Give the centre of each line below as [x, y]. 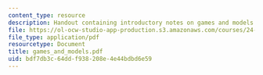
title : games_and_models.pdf [56, 52]
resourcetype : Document [47, 45]
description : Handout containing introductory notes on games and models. [133, 23]
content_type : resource [47, 15]
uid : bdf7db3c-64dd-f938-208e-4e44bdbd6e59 [80, 59]
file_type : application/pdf [54, 37]
